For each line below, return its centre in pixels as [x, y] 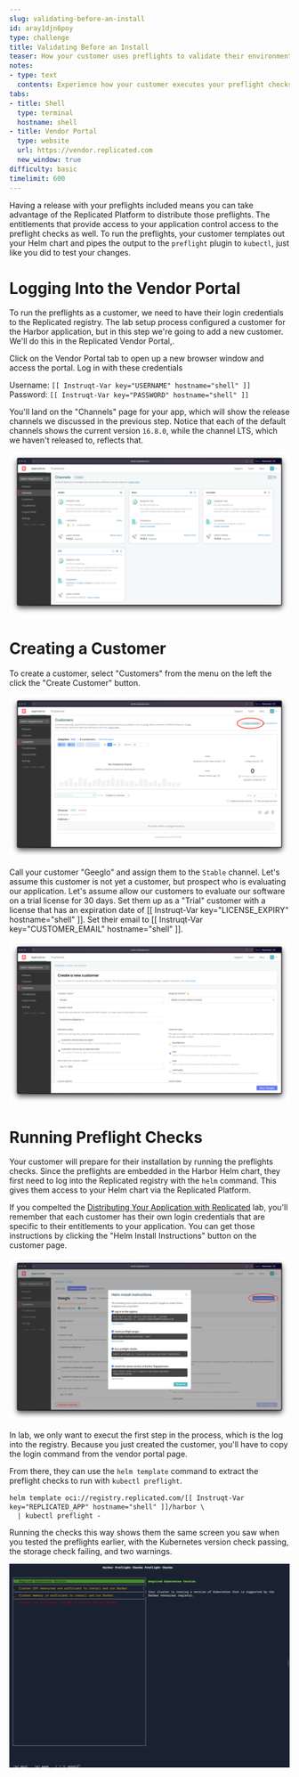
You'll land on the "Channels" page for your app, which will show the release [149, 412]
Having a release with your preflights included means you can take [131, 205]
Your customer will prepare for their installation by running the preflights [141, 1162]
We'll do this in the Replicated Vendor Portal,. [92, 341]
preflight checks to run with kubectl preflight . [96, 1480]
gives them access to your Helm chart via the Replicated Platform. [130, 1190]
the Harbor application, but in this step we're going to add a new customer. [146, 332]
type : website [43, 141]
